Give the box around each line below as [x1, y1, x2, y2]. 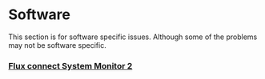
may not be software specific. [8, 40, 106, 49]
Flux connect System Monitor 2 [8, 60, 133, 71]
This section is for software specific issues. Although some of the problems [8, 32, 258, 41]
